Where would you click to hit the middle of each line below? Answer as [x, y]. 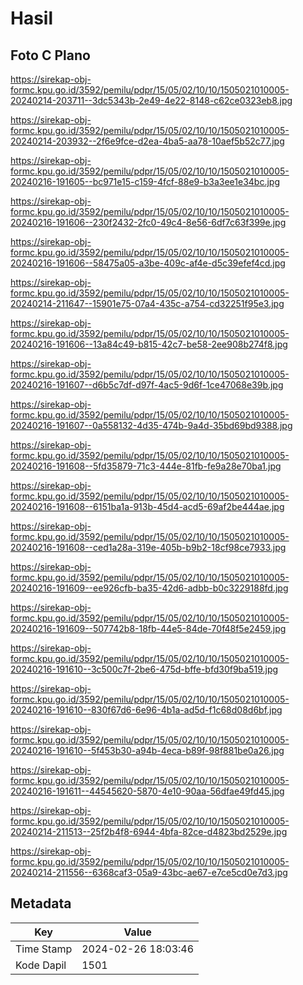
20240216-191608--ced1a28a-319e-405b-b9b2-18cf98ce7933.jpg [148, 547]
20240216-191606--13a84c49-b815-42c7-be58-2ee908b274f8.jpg [149, 344]
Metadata [41, 903]
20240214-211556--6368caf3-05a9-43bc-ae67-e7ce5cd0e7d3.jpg [149, 872]
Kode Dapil [41, 965]
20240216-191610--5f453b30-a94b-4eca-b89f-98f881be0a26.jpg [147, 750]
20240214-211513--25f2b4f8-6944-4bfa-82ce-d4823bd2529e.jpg [149, 831]
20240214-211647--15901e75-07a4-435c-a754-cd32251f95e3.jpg [147, 303]
